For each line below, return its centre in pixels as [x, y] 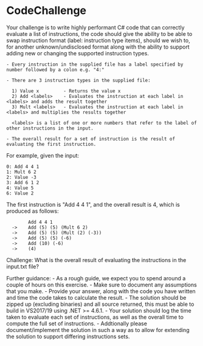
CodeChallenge [46, 11]
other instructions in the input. [50, 128]
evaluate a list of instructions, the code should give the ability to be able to [99, 33]
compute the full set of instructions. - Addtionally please [77, 324]
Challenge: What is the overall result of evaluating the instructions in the [96, 260]
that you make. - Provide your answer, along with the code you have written [101, 291]
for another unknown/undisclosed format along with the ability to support [98, 47]
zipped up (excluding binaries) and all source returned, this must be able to [100, 304]
